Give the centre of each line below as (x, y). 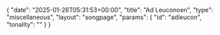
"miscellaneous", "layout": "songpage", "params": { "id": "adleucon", (104, 17)
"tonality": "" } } (29, 24)
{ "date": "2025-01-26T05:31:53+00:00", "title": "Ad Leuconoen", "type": (110, 10)
